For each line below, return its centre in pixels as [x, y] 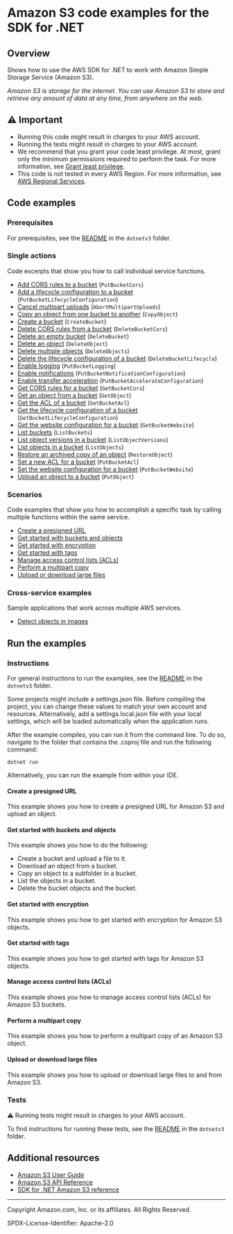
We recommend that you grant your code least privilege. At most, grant [119, 152]
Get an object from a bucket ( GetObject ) [74, 395]
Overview [29, 53]
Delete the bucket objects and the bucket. [77, 888]
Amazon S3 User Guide [51, 1175]
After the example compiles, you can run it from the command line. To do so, [116, 735]
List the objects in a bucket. [57, 881]
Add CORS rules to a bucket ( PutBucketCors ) [80, 284]
